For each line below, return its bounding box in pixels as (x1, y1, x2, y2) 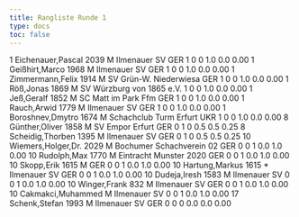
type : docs (9, 22, 50, 31)
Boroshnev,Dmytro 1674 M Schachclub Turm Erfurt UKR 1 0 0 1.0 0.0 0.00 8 (9, 112, 289, 122)
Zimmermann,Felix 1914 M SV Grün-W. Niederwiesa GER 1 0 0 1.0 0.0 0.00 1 (9, 74, 289, 85)
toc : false (9, 30, 50, 39)
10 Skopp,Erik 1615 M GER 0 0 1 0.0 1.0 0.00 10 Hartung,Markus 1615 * (9, 159, 269, 171)
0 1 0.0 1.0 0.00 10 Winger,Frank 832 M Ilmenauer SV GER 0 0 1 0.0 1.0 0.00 (9, 179, 289, 190)
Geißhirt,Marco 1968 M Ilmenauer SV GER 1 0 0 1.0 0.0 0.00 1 (9, 64, 235, 75)
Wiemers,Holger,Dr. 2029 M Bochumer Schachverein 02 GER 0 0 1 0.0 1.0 (9, 140, 283, 151)
